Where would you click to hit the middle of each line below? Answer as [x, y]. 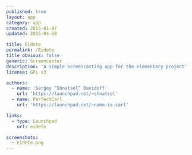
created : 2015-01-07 [32, 28]
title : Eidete [24, 45]
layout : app [21, 17]
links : [14, 116]
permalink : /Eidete [30, 50]
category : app [24, 23]
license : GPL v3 [26, 72]
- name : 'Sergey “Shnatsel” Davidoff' [60, 88]
